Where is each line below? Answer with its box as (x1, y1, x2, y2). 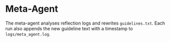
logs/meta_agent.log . (5, 31, 51, 37)
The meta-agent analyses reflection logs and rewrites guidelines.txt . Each (5, 20, 165, 26)
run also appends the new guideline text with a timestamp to (5, 25, 133, 31)
